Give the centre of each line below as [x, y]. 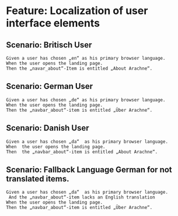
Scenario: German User [50, 86]
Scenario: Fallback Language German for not [89, 170]
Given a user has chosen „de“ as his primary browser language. [86, 100]
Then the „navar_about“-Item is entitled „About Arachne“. [79, 68]
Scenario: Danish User [48, 128]
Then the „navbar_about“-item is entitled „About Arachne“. [82, 152]
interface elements [53, 23]
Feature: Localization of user [77, 11]
